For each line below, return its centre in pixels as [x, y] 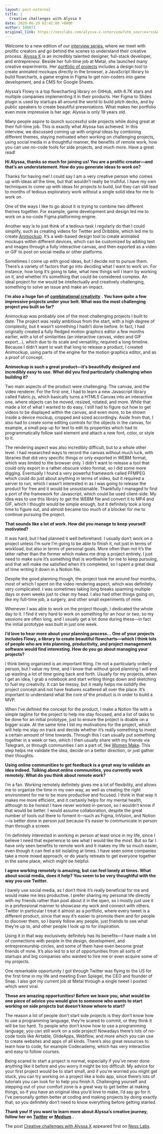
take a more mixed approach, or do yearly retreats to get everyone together [81, 856]
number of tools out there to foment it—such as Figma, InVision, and [73, 815]
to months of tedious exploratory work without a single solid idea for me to [80, 192]
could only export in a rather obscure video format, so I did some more [76, 468]
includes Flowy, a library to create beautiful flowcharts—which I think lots [81, 639]
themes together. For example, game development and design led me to [77, 211]
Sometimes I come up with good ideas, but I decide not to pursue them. [76, 261]
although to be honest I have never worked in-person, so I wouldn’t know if [80, 805]
